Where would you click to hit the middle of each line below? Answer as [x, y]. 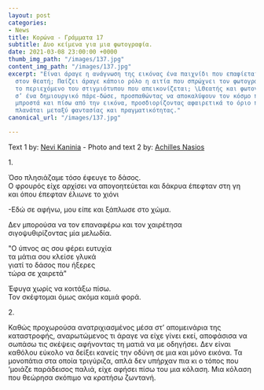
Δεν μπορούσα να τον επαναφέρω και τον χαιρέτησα [95, 224]
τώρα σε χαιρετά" [38, 273]
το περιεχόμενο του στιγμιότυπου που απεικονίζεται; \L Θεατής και [126, 88]
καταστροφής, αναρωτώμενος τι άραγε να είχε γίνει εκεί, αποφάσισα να [128, 336]
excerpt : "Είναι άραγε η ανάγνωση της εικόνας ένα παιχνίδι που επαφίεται [133, 74]
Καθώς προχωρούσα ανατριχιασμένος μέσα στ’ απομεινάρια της [115, 327]
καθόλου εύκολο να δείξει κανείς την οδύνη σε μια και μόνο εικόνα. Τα [125, 352]
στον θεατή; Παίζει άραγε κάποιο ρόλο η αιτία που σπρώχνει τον [123, 81]
